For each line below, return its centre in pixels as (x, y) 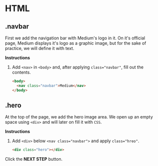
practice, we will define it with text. (40, 48)
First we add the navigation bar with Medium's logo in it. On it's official (75, 38)
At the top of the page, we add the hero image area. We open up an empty (79, 117)
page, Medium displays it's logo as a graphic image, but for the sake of (76, 43)
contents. (22, 72)
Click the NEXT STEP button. (34, 159)
